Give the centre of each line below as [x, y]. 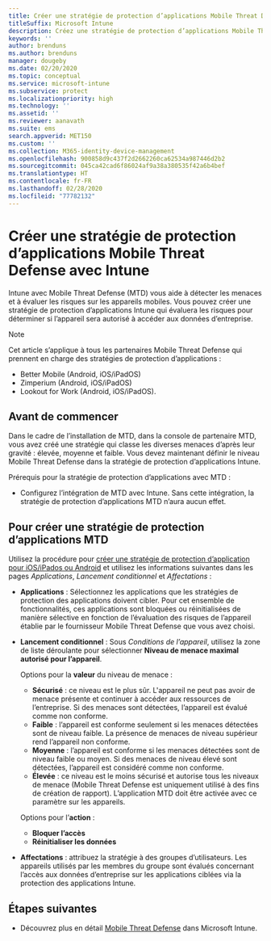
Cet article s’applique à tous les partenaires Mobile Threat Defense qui [125, 350]
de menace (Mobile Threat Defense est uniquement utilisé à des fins [146, 785]
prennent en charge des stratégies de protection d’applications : [115, 358]
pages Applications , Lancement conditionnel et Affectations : [110, 576]
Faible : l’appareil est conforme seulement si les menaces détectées [145, 725]
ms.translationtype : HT [48, 174]
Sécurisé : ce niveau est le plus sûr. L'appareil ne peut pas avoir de [144, 691]
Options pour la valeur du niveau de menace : [96, 674]
